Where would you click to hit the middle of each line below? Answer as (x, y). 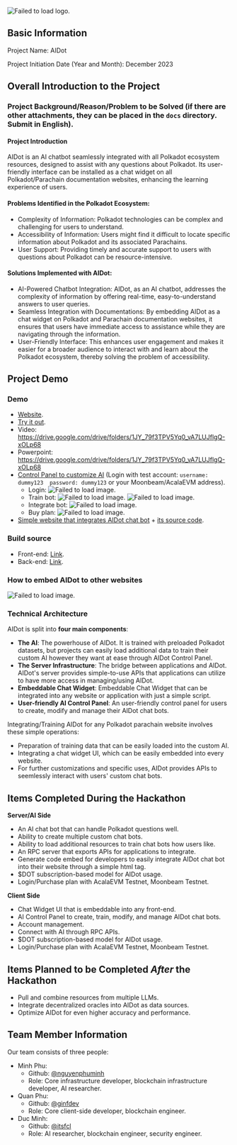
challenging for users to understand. (70, 226)
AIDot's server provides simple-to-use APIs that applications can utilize (122, 673)
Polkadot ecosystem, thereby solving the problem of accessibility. (114, 356)
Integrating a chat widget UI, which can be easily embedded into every (121, 753)
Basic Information (47, 33)
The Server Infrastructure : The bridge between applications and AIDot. (122, 665)
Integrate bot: (48, 505)
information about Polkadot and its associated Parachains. (102, 242)
